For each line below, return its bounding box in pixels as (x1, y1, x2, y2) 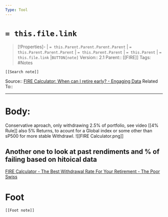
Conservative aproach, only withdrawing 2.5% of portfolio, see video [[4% (5, 122, 159, 128)
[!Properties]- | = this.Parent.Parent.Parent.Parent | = (17, 44, 132, 50)
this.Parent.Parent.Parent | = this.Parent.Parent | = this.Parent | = (17, 49, 161, 55)
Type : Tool (5, 7, 28, 13)
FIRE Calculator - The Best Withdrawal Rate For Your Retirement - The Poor (5, 168, 160, 174)
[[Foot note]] (5, 208, 35, 213)
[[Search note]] (5, 69, 39, 74)
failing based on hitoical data (5, 155, 97, 163)
